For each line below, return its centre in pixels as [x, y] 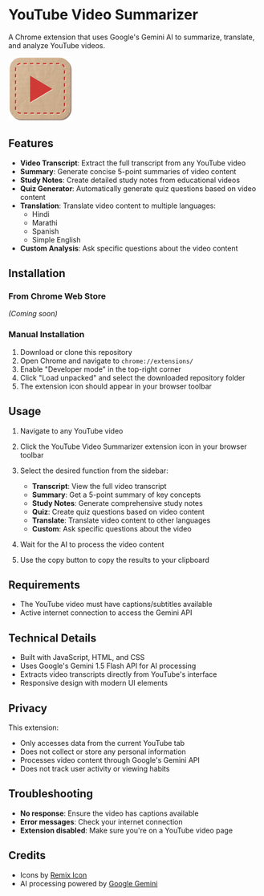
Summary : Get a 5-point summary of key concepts [116, 495]
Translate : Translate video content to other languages [121, 520]
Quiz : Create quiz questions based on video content [118, 511]
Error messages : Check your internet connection [101, 821]
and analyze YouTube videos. [57, 45]
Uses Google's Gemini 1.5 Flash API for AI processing [108, 666]
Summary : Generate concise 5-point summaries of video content [128, 171]
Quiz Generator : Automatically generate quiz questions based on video [138, 188]
